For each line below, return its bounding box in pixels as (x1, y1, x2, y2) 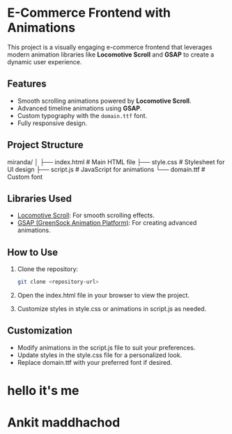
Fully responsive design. (17, 119, 88, 127)
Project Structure (7, 139, 84, 151)
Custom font (7, 173, 43, 181)
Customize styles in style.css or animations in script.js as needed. (17, 305, 207, 313)
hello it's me (7, 383, 79, 399)
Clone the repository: (17, 265, 79, 273)
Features (7, 78, 47, 90)
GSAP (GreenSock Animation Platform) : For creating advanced (17, 219, 197, 227)
